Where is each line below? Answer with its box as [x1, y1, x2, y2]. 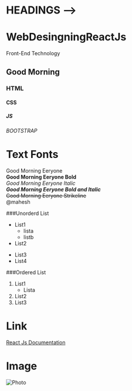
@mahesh [6, 198, 31, 205]
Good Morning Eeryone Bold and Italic [6, 186, 101, 193]
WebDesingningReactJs [6, 31, 127, 44]
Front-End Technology [6, 50, 60, 57]
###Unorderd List [6, 210, 49, 217]
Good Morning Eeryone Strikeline [6, 192, 87, 199]
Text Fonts [6, 148, 59, 161]
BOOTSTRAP [6, 127, 38, 134]
